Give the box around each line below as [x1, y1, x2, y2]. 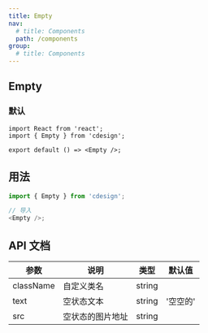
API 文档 [8, 239, 51, 253]
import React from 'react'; [8, 124, 104, 132]
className [12, 279, 55, 291]
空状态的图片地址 [63, 310, 128, 322]
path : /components [15, 34, 79, 43]
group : [8, 42, 31, 50]
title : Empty [8, 11, 53, 20]
